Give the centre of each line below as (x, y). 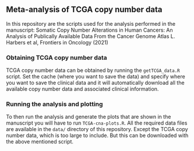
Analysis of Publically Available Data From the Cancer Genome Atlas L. (91, 36)
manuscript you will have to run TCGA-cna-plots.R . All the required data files (97, 123)
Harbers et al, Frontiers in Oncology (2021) (57, 42)
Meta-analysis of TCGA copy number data (84, 10)
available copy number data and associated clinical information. (82, 89)
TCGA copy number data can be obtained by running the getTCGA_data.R (93, 70)
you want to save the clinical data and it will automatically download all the (95, 83)
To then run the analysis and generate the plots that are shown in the (89, 117)
